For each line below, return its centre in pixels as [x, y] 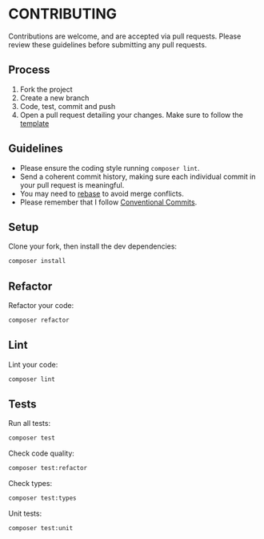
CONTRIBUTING [63, 14]
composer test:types [43, 498]
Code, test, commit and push [68, 106]
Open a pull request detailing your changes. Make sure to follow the [132, 115]
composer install [37, 261]
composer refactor [39, 320]
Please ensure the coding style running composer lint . [110, 168]
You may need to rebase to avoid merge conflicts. [102, 193]
